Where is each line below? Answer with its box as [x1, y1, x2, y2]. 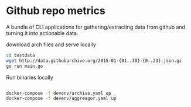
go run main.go [6, 63, 43, 69]
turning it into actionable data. [6, 29, 79, 36]
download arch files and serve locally [6, 41, 97, 48]
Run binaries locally [6, 74, 54, 81]
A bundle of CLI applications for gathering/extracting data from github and [6, 23, 186, 30]
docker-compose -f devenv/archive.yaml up [6, 90, 111, 96]
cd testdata [6, 52, 35, 58]
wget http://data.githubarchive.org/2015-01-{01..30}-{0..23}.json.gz [6, 57, 182, 64]
